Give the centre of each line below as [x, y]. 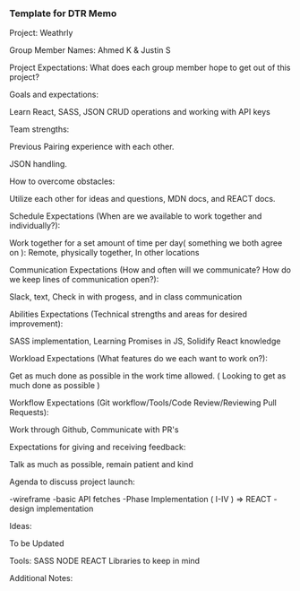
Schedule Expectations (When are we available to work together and [136, 216]
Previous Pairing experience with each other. [92, 147]
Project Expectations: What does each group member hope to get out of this [150, 68]
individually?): [35, 226]
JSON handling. [38, 164]
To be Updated [37, 543]
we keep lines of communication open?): [84, 280]
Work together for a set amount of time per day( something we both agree [146, 243]
